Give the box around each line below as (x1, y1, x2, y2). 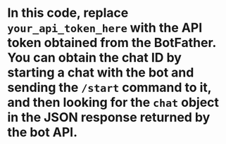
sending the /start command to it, (7, 79, 212, 96)
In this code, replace (7, 5, 129, 21)
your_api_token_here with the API (7, 20, 203, 36)
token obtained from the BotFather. (7, 35, 217, 51)
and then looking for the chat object (7, 95, 220, 110)
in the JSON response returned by (7, 110, 211, 126)
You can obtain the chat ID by (7, 50, 182, 66)
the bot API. (7, 124, 78, 140)
